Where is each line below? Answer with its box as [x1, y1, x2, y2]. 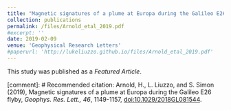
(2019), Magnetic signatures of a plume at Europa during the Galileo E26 [7, 87, 212, 96]
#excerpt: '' [7, 29, 45, 36]
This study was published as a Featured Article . [7, 67, 142, 76]
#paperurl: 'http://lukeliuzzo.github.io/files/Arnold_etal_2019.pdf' [7, 49, 214, 56]
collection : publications [7, 16, 81, 23]
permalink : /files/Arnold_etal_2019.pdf [7, 23, 125, 30]
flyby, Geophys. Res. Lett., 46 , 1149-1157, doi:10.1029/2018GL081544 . [7, 95, 202, 103]
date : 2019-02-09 [7, 36, 57, 43]
